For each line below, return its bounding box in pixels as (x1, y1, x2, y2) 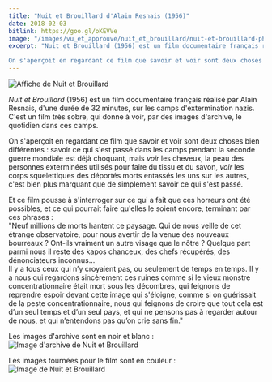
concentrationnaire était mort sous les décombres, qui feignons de (8, 281, 231, 290)
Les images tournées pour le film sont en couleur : (8, 356, 176, 365)
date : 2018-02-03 (8, 19, 67, 28)
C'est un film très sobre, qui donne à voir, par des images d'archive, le (8, 112, 242, 122)
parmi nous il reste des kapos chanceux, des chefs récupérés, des (8, 247, 231, 256)
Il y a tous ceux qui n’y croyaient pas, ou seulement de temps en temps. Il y (8, 264, 259, 273)
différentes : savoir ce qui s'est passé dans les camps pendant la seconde (8, 145, 256, 154)
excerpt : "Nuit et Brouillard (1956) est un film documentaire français (8, 42, 259, 50)
